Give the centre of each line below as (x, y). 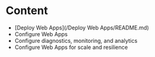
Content (27, 11)
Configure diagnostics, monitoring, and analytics (76, 40)
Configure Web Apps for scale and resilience (71, 47)
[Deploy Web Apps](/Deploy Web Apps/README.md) (82, 28)
